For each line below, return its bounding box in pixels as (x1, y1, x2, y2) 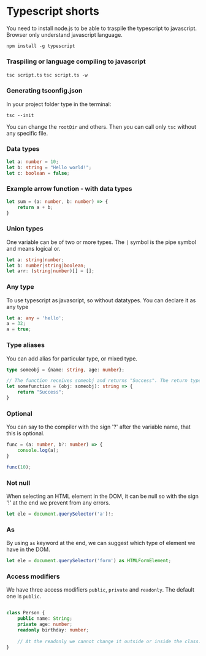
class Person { (6, 610, 45, 616)
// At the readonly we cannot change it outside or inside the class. (17, 638, 202, 644)
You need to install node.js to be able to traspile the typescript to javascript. (6, 25, 197, 32)
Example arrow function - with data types (6, 185, 132, 193)
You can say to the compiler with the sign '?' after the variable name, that (6, 423, 191, 430)
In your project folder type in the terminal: (6, 100, 112, 108)
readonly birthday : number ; (17, 627, 89, 633)
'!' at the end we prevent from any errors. (6, 498, 110, 506)
